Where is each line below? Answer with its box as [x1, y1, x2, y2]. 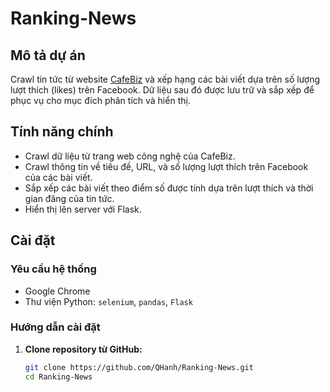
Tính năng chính [10, 123, 114, 141]
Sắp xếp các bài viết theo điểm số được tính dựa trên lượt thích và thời [24, 182, 314, 194]
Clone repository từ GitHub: [24, 343, 143, 355]
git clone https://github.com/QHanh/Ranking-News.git [24, 362, 254, 372]
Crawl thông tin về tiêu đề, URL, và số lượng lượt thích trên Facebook [24, 160, 309, 172]
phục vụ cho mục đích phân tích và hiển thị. [10, 95, 191, 106]
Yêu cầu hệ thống [10, 262, 97, 276]
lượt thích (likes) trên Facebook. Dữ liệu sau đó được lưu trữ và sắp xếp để [10, 84, 315, 96]
